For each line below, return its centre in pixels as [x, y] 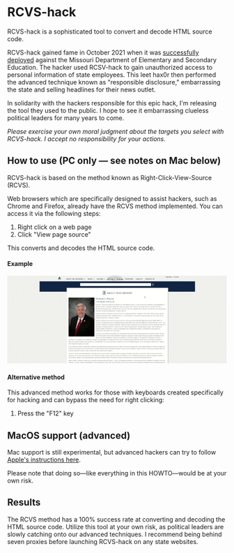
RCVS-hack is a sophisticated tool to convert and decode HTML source [110, 31]
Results [24, 502]
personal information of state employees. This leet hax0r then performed [112, 75]
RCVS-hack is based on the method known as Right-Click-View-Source [110, 177]
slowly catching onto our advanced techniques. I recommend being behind [115, 534]
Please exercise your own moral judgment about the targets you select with [116, 131]
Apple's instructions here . [44, 459]
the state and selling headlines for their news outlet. [81, 89]
